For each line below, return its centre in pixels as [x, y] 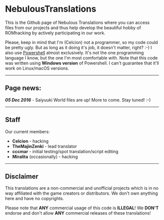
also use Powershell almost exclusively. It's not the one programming [74, 53]
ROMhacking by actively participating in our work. [55, 33]
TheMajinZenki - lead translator [44, 146]
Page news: [23, 88]
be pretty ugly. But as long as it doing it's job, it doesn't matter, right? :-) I [79, 47]
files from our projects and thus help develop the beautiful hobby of [73, 27]
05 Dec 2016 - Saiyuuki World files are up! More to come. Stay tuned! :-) [78, 100]
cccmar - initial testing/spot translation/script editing [65, 151]
